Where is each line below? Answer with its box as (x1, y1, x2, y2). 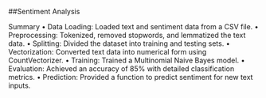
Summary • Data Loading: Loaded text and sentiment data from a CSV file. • (8, 22, 259, 31)
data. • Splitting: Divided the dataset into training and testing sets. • (8, 39, 231, 48)
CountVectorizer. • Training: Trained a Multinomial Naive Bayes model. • (8, 55, 245, 65)
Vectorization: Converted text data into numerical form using (8, 47, 207, 56)
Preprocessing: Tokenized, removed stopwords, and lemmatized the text (8, 31, 246, 40)
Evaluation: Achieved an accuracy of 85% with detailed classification (8, 64, 235, 73)
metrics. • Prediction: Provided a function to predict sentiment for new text (8, 73, 253, 81)
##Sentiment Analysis (8, 7, 80, 16)
